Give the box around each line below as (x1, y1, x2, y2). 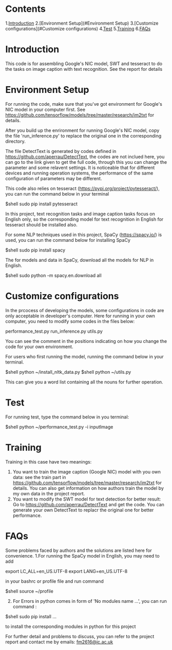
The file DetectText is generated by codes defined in (5, 148, 117, 154)
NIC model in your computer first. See (5, 106, 86, 112)
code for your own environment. (5, 343, 73, 350)
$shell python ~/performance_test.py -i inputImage (5, 424, 113, 430)
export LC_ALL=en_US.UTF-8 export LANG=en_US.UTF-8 (5, 568, 128, 574)
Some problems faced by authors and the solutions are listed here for (5, 547, 152, 553)
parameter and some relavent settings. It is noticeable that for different (5, 164, 155, 170)
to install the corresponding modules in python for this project (5, 623, 136, 629)
